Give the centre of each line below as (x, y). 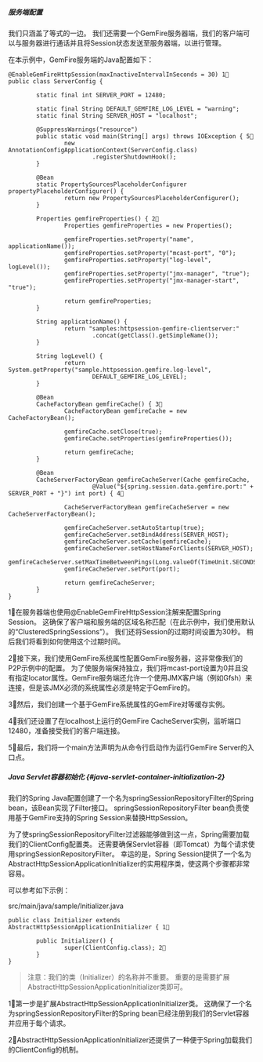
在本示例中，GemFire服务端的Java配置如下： (81, 60)
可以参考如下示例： (39, 890)
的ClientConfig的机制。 (46, 1049)
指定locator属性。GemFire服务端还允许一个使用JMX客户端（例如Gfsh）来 (133, 677)
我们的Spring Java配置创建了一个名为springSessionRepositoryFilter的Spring (131, 797)
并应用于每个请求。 (39, 1023)
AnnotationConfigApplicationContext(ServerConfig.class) (103, 150)
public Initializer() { (75, 941)
